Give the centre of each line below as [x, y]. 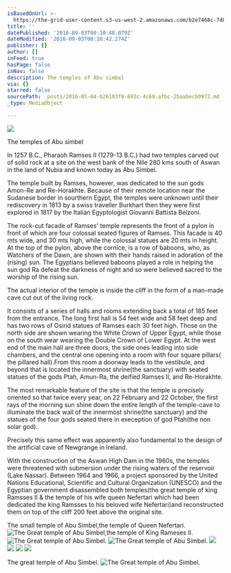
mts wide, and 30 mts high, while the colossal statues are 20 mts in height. [113, 240]
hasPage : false [29, 65]
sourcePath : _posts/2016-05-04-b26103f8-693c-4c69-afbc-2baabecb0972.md [113, 97]
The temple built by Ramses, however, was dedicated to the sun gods [106, 183]
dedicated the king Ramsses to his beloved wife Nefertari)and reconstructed [115, 504]
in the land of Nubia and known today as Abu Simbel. [82, 169]
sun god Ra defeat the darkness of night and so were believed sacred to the [114, 269]
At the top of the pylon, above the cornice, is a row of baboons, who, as [109, 247]
